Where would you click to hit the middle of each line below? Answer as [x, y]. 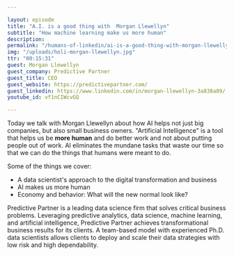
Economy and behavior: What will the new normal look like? [102, 195]
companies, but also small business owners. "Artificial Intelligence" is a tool [115, 131]
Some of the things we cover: [49, 166]
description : [26, 39]
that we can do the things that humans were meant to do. [89, 153]
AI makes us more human [54, 187]
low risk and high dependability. [53, 245]
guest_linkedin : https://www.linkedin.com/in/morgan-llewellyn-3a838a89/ [117, 91]
